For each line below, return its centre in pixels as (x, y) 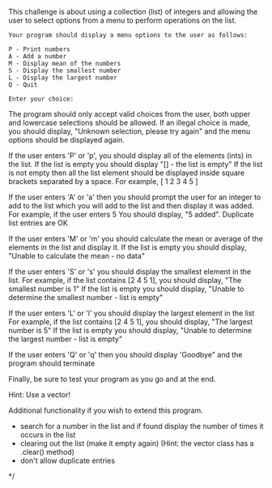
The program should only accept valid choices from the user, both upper (130, 114)
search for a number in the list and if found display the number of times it (142, 426)
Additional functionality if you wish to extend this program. (106, 410)
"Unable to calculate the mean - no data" (77, 256)
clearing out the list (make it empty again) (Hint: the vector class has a (137, 443)
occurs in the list (48, 434)
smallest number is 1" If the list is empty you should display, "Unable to (126, 289)
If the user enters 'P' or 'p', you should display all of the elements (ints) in (130, 156)
